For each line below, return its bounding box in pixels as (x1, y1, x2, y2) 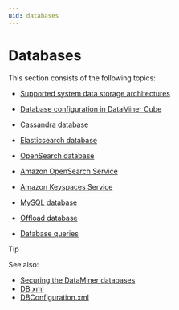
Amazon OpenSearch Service (19, 166, 118, 176)
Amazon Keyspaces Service (19, 182, 113, 191)
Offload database (19, 213, 78, 222)
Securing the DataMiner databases (19, 275, 136, 285)
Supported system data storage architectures (19, 88, 171, 98)
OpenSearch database (19, 150, 95, 161)
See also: (8, 259, 39, 269)
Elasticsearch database (19, 135, 98, 145)
